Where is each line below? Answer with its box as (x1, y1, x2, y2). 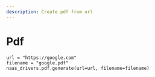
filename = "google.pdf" (6, 60, 69, 66)
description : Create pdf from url (6, 8, 93, 15)
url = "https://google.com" (6, 55, 77, 61)
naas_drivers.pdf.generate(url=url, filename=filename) (6, 65, 150, 71)
